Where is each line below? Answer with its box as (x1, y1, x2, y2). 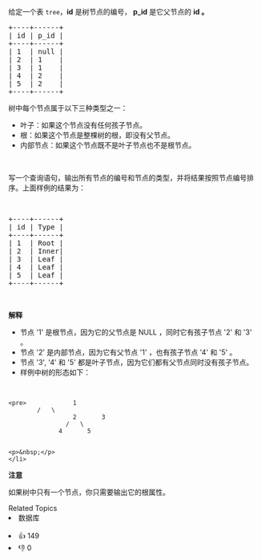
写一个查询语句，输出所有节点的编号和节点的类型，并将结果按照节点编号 (8, 173, 247, 182)
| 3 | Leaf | (8, 255, 64, 263)
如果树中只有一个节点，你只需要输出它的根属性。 (8, 488, 170, 497)
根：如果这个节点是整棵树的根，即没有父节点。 (19, 131, 175, 140)
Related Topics (8, 504, 58, 513)
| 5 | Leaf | (8, 271, 64, 279)
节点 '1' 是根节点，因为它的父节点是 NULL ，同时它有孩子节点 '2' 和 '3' (19, 327, 252, 337)
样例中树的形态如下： (19, 367, 91, 377)
